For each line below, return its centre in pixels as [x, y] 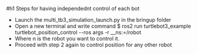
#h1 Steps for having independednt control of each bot [73, 9]
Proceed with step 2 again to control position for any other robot [93, 45]
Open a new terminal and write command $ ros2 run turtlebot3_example [103, 26]
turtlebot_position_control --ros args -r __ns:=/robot [78, 32]
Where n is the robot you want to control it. [67, 38]
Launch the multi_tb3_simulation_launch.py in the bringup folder [93, 20]
